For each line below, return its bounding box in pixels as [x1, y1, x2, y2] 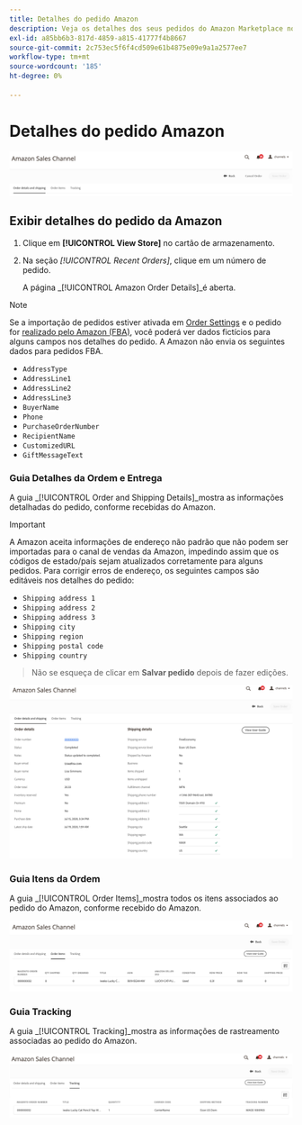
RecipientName [22, 431, 75, 440]
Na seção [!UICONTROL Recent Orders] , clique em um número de [22, 255, 267, 266]
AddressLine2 [22, 384, 72, 393]
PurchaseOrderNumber [22, 422, 100, 431]
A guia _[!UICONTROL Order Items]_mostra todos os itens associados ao [9, 893, 279, 904]
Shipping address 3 [22, 613, 96, 622]
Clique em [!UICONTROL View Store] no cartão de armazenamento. [22, 237, 276, 248]
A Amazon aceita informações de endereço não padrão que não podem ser [9, 537, 289, 548]
